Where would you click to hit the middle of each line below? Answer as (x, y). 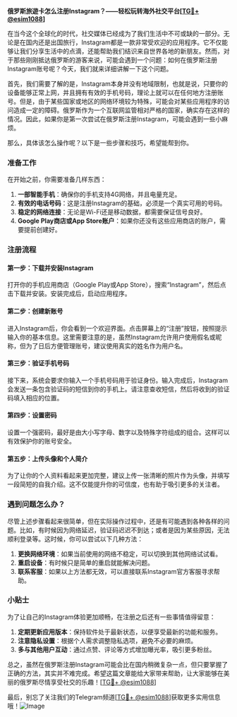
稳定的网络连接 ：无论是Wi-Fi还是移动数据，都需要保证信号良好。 (112, 212)
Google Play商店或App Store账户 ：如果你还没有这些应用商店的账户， (119, 221)
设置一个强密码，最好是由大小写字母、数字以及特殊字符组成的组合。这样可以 (119, 432)
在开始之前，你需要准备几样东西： (57, 180)
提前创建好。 (42, 230)
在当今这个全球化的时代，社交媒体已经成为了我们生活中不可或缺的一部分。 (115, 33)
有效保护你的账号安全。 (41, 441)
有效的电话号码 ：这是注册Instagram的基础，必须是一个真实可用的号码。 (122, 203)
